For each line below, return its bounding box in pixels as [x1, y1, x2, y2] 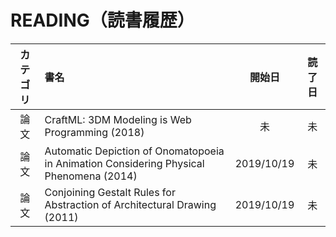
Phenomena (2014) [44, 169, 138, 183]
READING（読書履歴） [10, 9, 195, 32]
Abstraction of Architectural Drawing [44, 197, 217, 211]
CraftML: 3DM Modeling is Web [44, 112, 192, 126]
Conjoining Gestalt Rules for [44, 185, 176, 199]
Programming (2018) [44, 125, 145, 139]
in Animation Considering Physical [44, 156, 205, 170]
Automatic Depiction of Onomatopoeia [44, 144, 225, 158]
